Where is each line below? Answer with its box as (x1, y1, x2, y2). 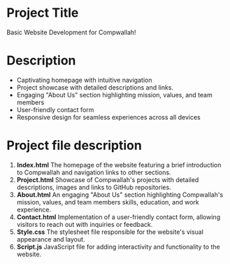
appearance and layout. (16, 235, 85, 243)
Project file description (6, 138, 143, 153)
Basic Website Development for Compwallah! (6, 28, 137, 36)
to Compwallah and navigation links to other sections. (16, 168, 171, 176)
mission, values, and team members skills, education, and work (16, 197, 200, 206)
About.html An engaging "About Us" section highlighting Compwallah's (16, 190, 224, 199)
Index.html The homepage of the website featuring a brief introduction (16, 160, 222, 169)
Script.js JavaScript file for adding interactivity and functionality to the (16, 242, 221, 251)
